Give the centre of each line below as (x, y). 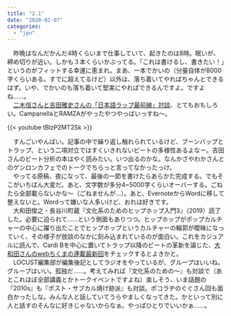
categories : (24, 26)
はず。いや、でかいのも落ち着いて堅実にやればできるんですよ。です (103, 88)
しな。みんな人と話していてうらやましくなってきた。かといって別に (127, 297)
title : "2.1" (26, 13)
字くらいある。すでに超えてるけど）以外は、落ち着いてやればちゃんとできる (115, 79)
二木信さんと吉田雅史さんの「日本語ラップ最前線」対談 (92, 105)
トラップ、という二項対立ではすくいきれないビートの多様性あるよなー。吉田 (116, 150)
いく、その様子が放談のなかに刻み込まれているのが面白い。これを (107, 237)
